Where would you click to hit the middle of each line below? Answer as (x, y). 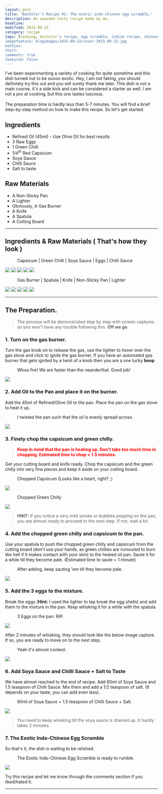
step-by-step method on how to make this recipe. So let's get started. (75, 110)
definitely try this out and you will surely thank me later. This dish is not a (78, 84)
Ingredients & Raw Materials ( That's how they (76, 241)
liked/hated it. (19, 782)
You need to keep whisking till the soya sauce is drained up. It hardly (85, 720)
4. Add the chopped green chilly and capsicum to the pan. (74, 533)
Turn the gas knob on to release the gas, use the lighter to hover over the (78, 350)
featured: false (21, 59)
